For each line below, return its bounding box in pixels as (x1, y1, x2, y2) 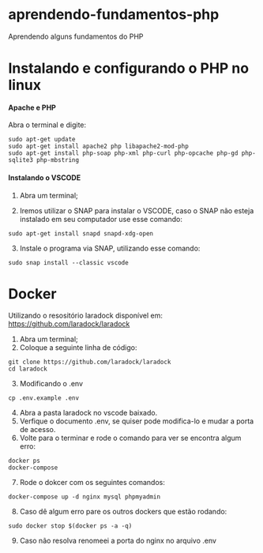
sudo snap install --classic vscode (8, 258, 129, 266)
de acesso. (19, 425, 56, 434)
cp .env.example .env (8, 394, 80, 402)
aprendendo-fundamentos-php (8, 6, 220, 24)
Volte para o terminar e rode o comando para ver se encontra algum (19, 433, 242, 443)
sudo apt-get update (8, 136, 77, 144)
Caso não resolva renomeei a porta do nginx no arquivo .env (19, 536, 217, 546)
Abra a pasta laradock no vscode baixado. (19, 408, 158, 418)
